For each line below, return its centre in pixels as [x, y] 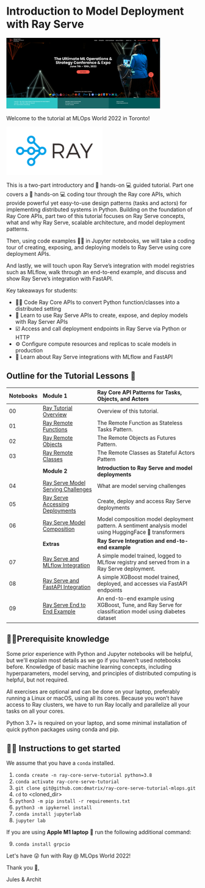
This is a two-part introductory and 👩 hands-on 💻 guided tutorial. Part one [100, 185]
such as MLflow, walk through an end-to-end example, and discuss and [96, 272]
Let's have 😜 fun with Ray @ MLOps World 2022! [69, 856]
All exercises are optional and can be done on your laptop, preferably [93, 691]
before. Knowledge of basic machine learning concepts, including [89, 666]
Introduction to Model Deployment [95, 11]
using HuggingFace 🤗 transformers [141, 532]
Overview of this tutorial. [128, 411]
